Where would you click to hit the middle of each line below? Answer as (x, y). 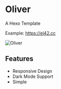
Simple (19, 81)
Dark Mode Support (33, 76)
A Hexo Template (23, 23)
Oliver (18, 9)
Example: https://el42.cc (30, 33)
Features (19, 59)
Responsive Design (32, 71)
